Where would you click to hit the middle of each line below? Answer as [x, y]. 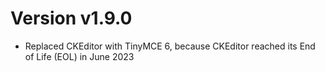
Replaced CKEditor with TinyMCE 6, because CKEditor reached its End [170, 46]
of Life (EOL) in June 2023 [79, 56]
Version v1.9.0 [71, 18]
